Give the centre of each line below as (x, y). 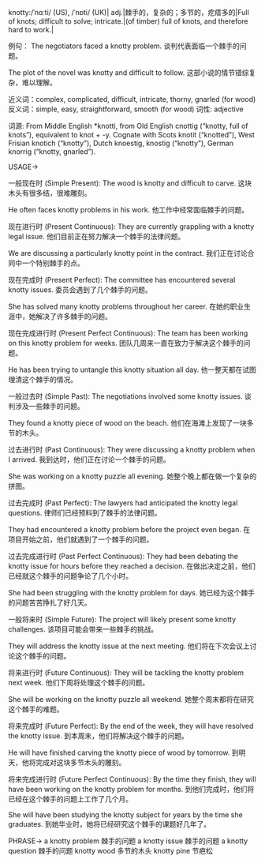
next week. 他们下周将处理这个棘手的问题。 (79, 683)
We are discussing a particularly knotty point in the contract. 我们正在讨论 (128, 253)
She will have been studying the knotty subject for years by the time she (125, 815)
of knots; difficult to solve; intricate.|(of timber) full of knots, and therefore (128, 21)
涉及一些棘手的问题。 (49, 406)
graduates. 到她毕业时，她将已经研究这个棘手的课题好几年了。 (110, 824)
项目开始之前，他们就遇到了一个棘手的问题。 (81, 539)
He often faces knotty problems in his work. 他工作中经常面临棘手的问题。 (129, 210)
